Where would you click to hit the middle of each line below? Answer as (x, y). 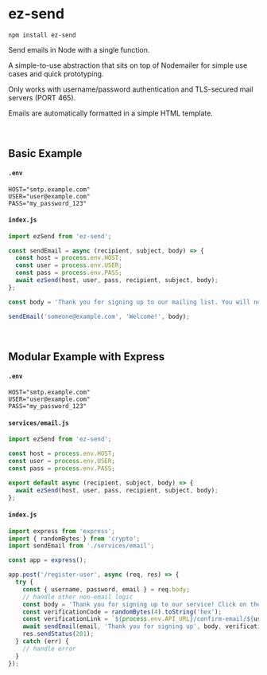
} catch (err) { (42, 642)
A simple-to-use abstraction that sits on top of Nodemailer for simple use (128, 65)
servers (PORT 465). (42, 97)
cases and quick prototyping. (56, 73)
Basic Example (45, 153)
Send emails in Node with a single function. (79, 49)
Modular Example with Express (87, 357)
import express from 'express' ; (62, 531)
